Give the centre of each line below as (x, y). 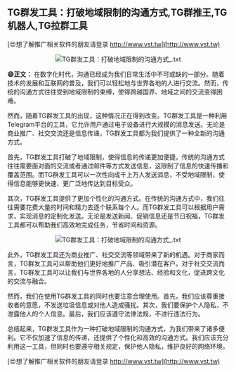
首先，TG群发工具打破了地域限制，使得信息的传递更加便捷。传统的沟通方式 (116, 156)
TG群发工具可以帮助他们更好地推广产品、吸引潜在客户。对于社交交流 (119, 263)
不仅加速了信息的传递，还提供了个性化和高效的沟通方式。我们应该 (121, 337)
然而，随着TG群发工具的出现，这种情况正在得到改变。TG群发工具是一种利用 (117, 116)
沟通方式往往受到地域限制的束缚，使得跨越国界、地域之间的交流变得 (118, 92)
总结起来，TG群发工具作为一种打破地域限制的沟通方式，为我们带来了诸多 (113, 328)
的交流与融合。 (29, 281)
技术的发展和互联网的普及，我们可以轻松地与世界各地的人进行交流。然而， (115, 82)
